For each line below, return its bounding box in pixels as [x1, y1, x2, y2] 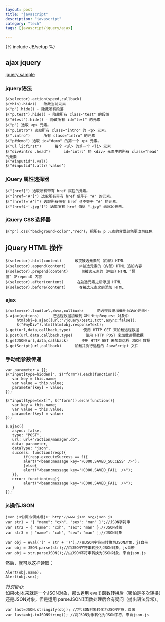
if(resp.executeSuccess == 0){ [23, 455, 88, 460]
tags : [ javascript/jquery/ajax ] [5, 26, 73, 31]
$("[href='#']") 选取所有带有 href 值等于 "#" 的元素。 [5, 194, 114, 199]
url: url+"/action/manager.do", [12, 437, 80, 442]
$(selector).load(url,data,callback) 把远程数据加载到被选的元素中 [5, 308, 149, 313]
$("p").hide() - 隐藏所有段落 [5, 107, 64, 112]
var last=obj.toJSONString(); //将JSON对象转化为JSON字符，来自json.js [5, 612, 149, 617]
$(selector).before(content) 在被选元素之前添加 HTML [5, 285, 124, 290]
